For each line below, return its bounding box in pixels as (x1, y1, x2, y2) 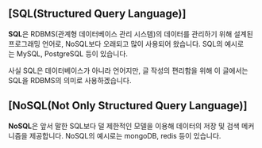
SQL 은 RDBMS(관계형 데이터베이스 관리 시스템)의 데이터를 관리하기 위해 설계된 (8, 28, 254, 39)
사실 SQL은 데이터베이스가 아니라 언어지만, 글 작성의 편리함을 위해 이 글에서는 (8, 66, 249, 75)
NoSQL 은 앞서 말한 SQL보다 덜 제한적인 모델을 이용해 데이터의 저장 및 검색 (8, 121, 240, 131)
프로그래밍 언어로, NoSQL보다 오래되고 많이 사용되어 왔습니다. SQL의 (8, 39, 223, 48)
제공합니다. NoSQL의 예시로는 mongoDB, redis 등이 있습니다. (29, 131, 222, 140)
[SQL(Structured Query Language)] (8, 7, 187, 21)
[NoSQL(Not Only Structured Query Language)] (8, 99, 248, 112)
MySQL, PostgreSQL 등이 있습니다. (16, 48, 129, 59)
